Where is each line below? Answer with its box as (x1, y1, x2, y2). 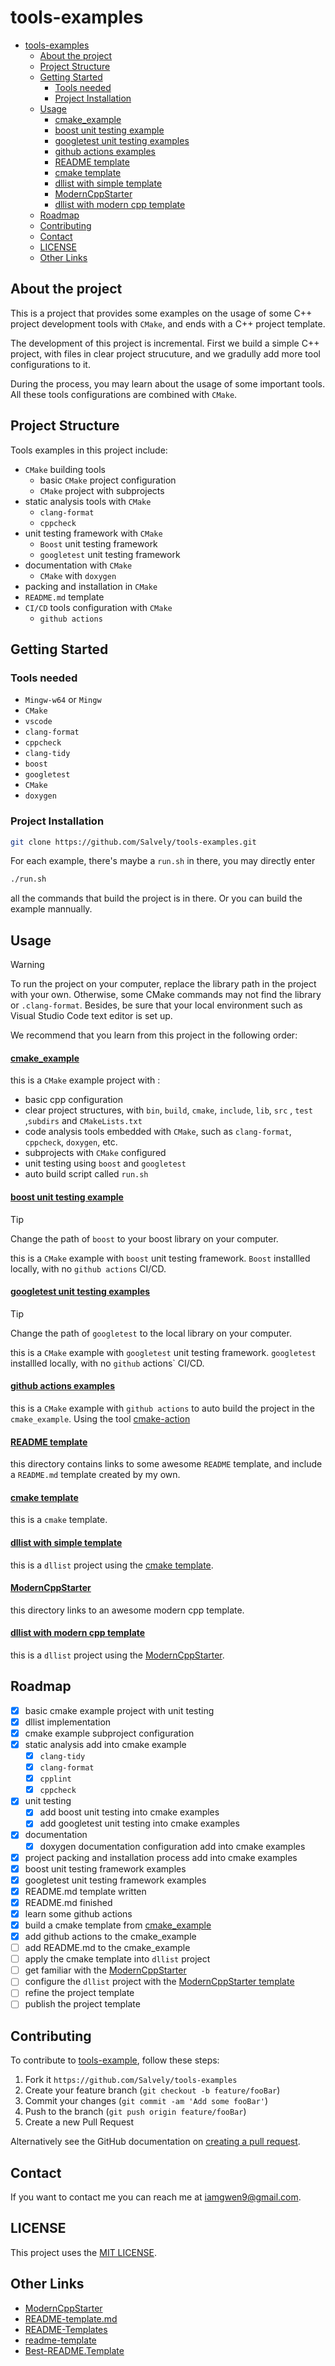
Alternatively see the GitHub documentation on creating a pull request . (10, 2136, 301, 2148)
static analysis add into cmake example (24, 1738, 187, 1750)
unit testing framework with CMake (24, 527, 163, 539)
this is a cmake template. (10, 1514, 108, 1526)
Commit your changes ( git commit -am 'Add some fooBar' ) (24, 2095, 269, 2107)
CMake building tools (24, 463, 106, 475)
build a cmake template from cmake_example (24, 1919, 212, 1931)
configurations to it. (10, 358, 91, 370)
